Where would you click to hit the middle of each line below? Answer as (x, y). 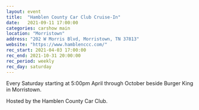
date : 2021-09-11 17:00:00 (42, 22)
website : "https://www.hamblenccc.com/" (57, 45)
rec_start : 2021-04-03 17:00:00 (46, 50)
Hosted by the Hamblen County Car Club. (57, 101)
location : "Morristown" (36, 34)
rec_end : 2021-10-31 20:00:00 (44, 56)
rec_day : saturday (29, 67)
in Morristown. (24, 90)
